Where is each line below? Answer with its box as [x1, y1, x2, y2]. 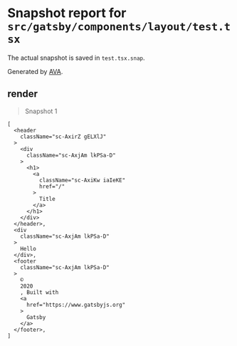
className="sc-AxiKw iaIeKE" [38, 177, 126, 184]
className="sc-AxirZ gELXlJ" [20, 133, 107, 140]
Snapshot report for [7, 5, 127, 21]
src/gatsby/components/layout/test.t [7, 20, 231, 33]
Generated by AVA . [7, 67, 63, 75]
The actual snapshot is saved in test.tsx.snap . [7, 53, 145, 62]
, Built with [20, 288, 59, 296]
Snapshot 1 [24, 107, 58, 115]
